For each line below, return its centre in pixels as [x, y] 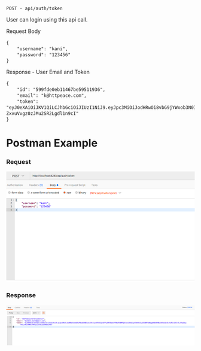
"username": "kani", [42, 49]
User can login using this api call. [47, 19]
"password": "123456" [44, 55]
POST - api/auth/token [34, 8]
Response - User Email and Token [48, 72]
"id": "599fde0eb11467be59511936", [61, 90]
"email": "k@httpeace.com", [52, 96]
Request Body [23, 31]
